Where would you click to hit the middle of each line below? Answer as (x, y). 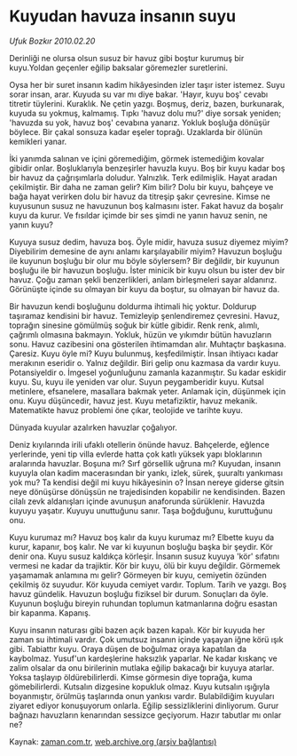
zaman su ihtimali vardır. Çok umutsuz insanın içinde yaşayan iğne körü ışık (146, 639)
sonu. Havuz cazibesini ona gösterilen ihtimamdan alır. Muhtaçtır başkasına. (148, 344)
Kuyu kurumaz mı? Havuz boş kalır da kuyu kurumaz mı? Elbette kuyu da (142, 537)
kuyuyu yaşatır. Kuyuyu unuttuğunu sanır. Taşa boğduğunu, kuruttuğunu (141, 510)
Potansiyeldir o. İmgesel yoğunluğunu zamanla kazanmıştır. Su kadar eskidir (148, 372)
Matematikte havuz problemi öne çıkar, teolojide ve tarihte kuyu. (126, 410)
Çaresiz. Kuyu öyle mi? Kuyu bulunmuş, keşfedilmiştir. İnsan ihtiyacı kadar (144, 354)
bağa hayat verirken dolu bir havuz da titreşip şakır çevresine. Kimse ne (140, 196)
